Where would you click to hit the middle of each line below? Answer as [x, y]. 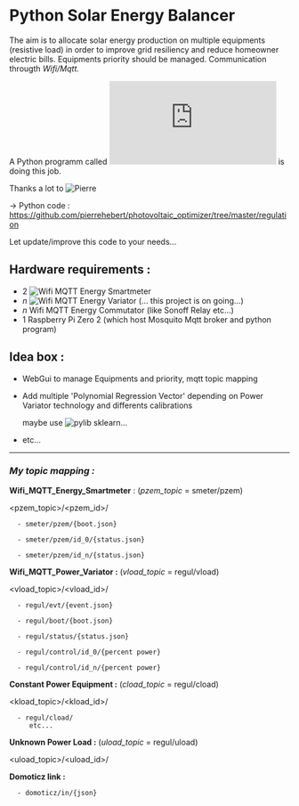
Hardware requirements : [80, 269]
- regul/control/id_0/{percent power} [89, 652]
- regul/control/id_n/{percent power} [89, 668]
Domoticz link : [37, 777]
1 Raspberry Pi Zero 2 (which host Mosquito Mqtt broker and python [146, 319]
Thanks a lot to [36, 188]
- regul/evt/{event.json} [65, 605]
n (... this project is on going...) [133, 300]
